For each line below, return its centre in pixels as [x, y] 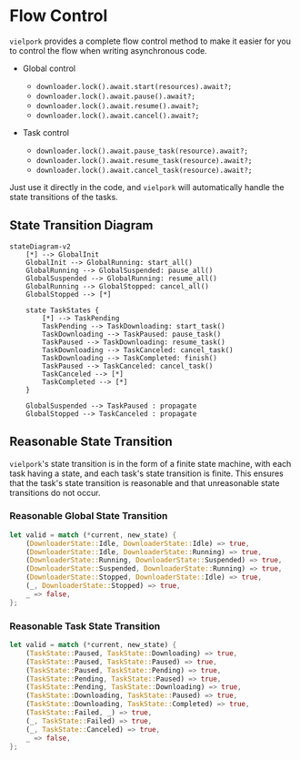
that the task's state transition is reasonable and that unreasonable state [145, 482]
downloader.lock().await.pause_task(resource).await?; [142, 151]
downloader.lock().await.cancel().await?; [118, 116]
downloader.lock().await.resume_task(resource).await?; [144, 160]
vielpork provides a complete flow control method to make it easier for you [150, 41]
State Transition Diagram [81, 225]
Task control [46, 132]
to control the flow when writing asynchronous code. [108, 50]
